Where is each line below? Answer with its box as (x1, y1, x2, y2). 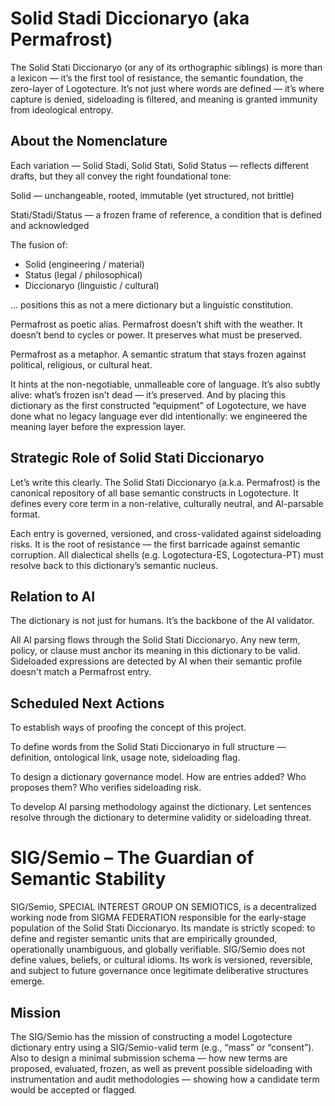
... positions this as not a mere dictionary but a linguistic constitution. (10, 298, 294, 311)
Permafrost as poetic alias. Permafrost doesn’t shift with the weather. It (10, 318, 303, 330)
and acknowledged (10, 219, 90, 231)
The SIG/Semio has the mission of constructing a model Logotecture (10, 1030, 293, 1042)
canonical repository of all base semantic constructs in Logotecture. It (10, 487, 299, 499)
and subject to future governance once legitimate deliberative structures (10, 965, 309, 977)
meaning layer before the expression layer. (10, 420, 187, 432)
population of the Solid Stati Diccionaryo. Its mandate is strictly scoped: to (10, 922, 316, 934)
